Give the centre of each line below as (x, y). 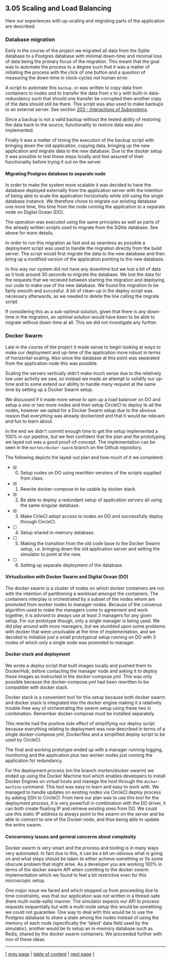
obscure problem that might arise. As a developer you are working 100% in (84, 864)
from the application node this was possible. (52, 363)
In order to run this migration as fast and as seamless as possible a (75, 243)
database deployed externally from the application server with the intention (84, 190)
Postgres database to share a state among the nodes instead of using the (82, 917)
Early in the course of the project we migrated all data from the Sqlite (78, 51)
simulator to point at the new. (51, 554)
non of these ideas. (25, 939)
